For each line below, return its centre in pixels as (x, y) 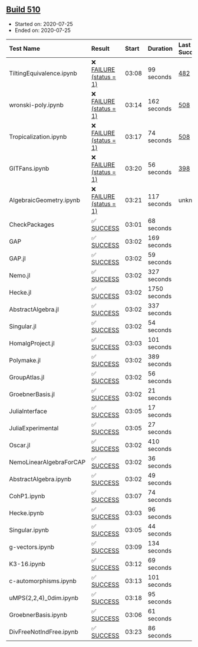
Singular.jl (23, 326)
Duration (160, 48)
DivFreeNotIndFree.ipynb (44, 632)
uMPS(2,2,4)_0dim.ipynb (44, 597)
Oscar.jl (20, 445)
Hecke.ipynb (27, 513)
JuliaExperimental (34, 428)
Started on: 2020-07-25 (44, 24)
